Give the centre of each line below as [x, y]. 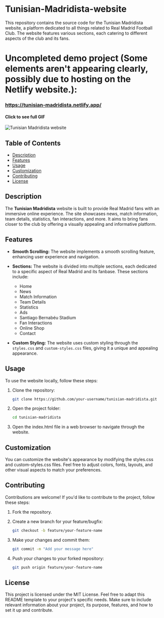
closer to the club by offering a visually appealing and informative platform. [81, 224]
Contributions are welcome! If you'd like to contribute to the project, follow [80, 497]
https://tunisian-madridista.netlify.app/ [53, 105]
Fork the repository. [32, 512]
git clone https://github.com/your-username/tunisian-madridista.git [85, 399]
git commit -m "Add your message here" [53, 549]
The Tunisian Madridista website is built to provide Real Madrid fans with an [82, 208]
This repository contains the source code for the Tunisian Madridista [74, 23]
